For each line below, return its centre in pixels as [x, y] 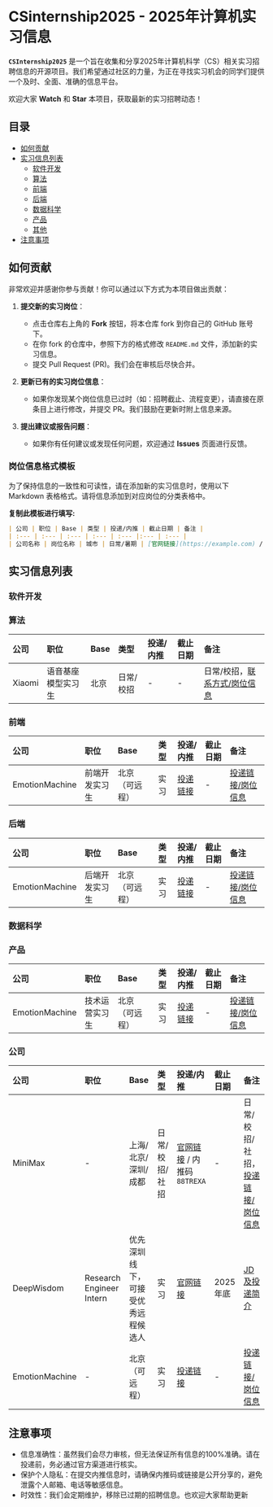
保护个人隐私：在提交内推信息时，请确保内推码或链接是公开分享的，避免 [141, 1474]
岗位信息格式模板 [42, 466]
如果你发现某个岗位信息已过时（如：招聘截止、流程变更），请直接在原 [148, 399]
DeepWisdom [38, 1288]
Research [103, 1278]
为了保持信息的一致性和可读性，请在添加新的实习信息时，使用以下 [119, 486]
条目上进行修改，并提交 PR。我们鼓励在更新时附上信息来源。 [134, 408]
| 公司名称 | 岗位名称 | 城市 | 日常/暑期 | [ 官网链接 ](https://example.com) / [136, 544]
